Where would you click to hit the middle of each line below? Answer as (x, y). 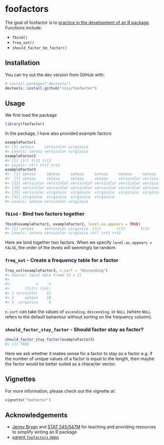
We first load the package (31, 115)
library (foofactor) (25, 124)
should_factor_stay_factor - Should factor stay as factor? (74, 329)
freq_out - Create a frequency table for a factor (62, 260)
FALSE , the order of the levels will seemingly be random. (61, 248)
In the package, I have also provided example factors (58, 133)
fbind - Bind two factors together (45, 214)
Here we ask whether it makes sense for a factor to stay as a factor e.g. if (79, 353)
